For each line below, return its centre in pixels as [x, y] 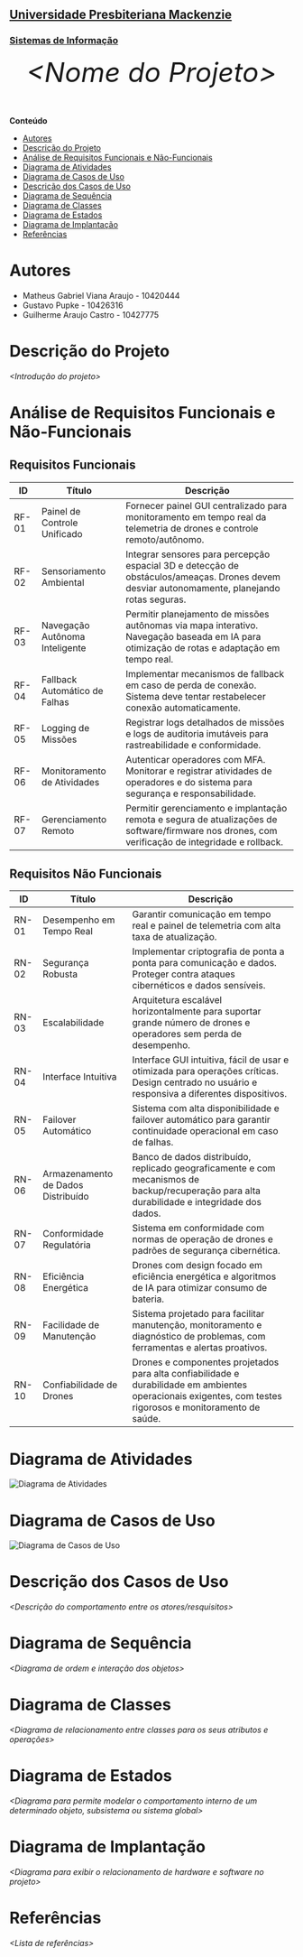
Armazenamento [78, 1174]
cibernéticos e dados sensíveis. [199, 986]
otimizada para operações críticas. [206, 1071]
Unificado [62, 533]
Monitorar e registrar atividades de [199, 771]
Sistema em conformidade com [198, 1229]
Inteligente [64, 647]
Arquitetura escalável [177, 1000]
